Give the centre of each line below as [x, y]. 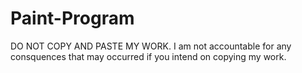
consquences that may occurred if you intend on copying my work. [148, 56]
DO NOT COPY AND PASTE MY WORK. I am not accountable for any [151, 46]
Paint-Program [72, 18]
